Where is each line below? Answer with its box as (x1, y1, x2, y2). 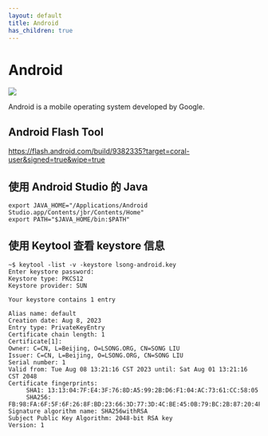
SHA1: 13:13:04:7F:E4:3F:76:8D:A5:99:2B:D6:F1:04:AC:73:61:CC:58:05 (26, 386, 259, 395)
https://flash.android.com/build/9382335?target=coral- (8, 147, 190, 156)
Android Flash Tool (8, 125, 104, 139)
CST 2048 (8, 372, 37, 380)
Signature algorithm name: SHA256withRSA (8, 407, 148, 415)
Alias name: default (8, 309, 77, 317)
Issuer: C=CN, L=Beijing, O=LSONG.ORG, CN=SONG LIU (8, 352, 183, 359)
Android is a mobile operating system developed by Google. (8, 102, 205, 112)
